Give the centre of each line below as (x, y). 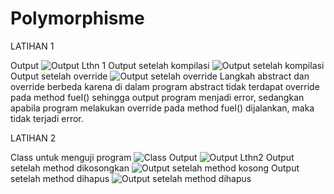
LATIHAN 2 (33, 138)
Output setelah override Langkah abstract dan (160, 76)
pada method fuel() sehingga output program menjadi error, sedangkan (157, 97)
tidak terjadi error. (47, 118)
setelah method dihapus (60, 178)
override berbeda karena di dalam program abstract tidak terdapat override (165, 86)
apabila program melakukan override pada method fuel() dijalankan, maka (162, 108)
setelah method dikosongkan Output (155, 168)
